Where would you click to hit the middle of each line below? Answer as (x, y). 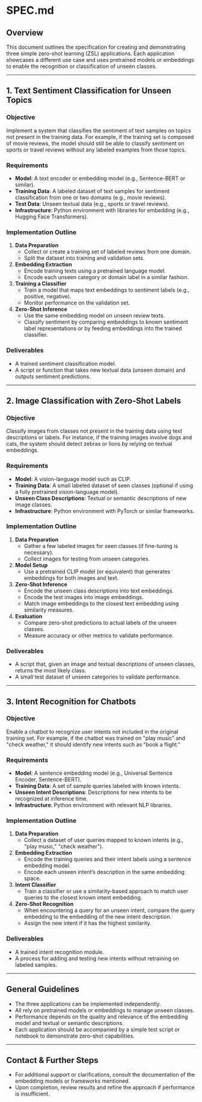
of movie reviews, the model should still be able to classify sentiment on (95, 143)
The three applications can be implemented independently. (88, 1004)
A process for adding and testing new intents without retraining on (97, 958)
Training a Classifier (41, 284)
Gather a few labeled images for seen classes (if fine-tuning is (101, 546)
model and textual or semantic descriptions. (69, 1023)
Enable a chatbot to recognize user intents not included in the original (92, 731)
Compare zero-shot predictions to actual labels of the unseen (100, 623)
